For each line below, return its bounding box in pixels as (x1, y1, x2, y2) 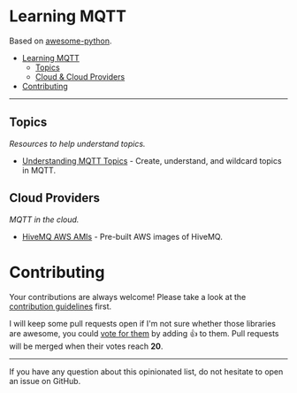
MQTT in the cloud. (9, 214, 80, 225)
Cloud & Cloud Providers (34, 71, 126, 81)
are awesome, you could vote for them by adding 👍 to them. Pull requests (9, 327, 279, 338)
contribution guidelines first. (9, 301, 112, 312)
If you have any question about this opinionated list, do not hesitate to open (9, 366, 284, 377)
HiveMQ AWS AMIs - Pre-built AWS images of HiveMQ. (21, 231, 223, 242)
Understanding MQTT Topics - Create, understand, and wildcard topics (21, 155, 282, 166)
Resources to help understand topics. (9, 138, 146, 149)
